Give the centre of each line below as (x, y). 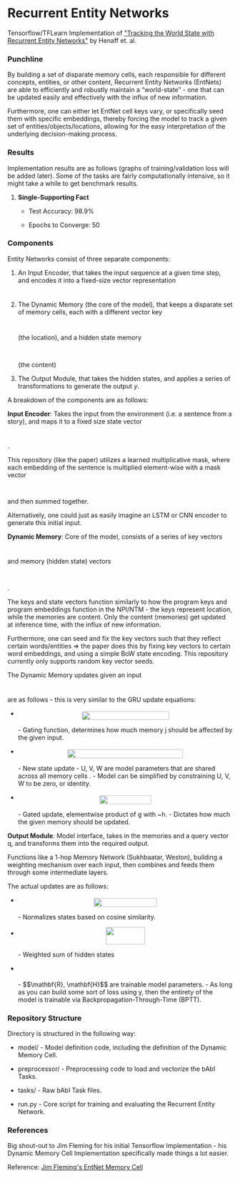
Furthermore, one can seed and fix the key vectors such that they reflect (114, 638)
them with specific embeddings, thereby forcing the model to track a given (117, 119)
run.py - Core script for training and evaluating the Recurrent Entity (116, 1104)
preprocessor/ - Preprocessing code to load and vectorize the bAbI (116, 1069)
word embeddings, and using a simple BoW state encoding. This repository (118, 653)
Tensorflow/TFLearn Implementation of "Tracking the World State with (111, 33)
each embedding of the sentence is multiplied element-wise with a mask (114, 467)
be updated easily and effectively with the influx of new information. (107, 97)
